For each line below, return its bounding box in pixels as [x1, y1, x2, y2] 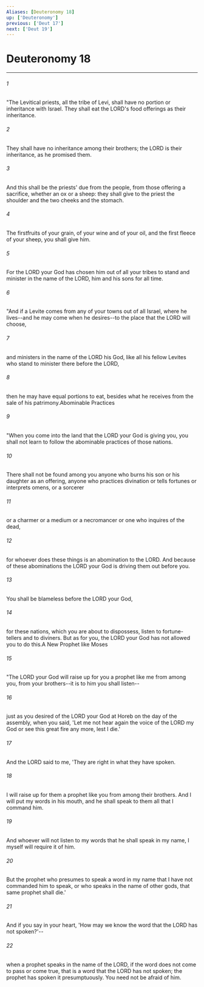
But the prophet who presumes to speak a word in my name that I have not [6, 876, 193, 883]
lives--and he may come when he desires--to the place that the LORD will [6, 314, 191, 322]
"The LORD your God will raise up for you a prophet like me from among [6, 673, 186, 681]
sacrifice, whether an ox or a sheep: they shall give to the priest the [6, 190, 175, 198]
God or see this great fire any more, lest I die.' [6, 726, 121, 733]
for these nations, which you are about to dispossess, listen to [6, 628, 161, 635]
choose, [6, 320, 27, 328]
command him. [6, 803, 44, 811]
